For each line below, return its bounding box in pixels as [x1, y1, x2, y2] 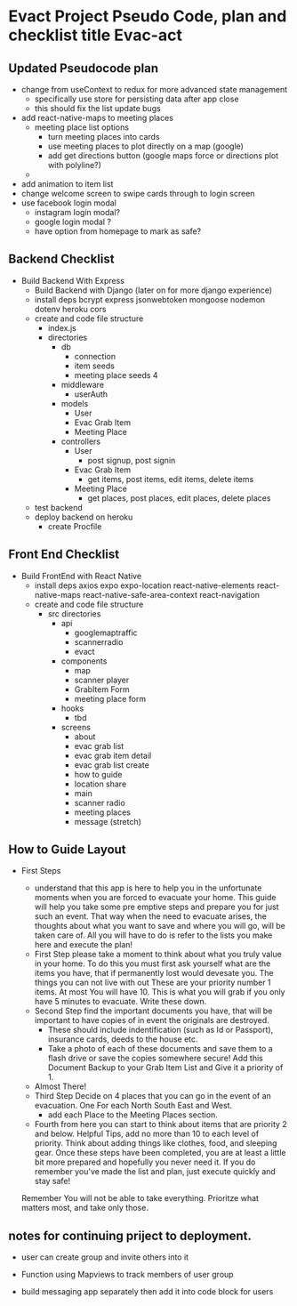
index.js [47, 322, 76, 333]
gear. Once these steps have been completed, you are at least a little [34, 1148, 286, 1158]
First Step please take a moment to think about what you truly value [34, 949, 282, 960]
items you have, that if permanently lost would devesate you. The [34, 968, 274, 979]
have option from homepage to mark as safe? [34, 226, 202, 237]
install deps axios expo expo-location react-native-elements [34, 580, 255, 591]
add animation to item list [20, 179, 114, 189]
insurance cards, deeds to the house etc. [47, 1034, 198, 1044]
